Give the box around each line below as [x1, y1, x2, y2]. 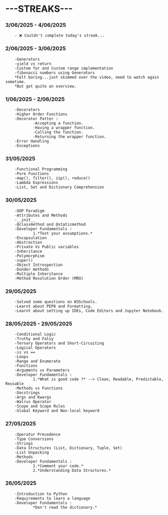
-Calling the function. [32, 130, 83, 135]
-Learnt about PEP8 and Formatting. [14, 304, 93, 309]
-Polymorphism [14, 253, 45, 259]
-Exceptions [14, 143, 40, 149]
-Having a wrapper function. [32, 125, 95, 131]
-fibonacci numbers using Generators [14, 70, 95, 75]
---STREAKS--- [5, 3, 73, 15]
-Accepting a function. [32, 121, 83, 126]
